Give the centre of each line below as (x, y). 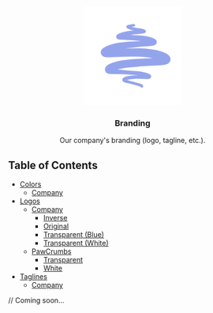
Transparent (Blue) (74, 235)
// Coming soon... (36, 300)
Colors (30, 184)
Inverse (55, 218)
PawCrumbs (51, 251)
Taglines (33, 277)
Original (56, 226)
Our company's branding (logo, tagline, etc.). (133, 141)
